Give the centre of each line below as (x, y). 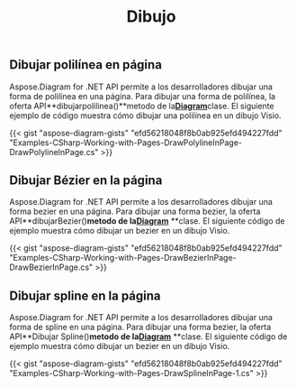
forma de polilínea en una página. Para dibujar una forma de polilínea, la (143, 96)
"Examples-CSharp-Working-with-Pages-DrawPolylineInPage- (126, 143)
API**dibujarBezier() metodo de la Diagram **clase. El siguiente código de (147, 221)
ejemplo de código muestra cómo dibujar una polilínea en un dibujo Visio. (145, 115)
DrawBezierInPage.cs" (51, 267)
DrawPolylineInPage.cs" (54, 152)
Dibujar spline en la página (85, 295)
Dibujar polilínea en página (85, 65)
